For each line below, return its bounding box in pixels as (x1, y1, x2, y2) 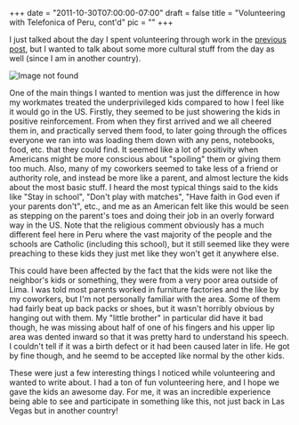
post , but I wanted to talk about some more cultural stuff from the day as (9, 44, 275, 54)
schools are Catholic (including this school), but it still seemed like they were (9, 239, 290, 249)
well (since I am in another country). (9, 53, 141, 63)
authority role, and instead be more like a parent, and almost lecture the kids (9, 172, 289, 183)
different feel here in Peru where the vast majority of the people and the (9, 229, 272, 239)
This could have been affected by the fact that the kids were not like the (9, 266, 273, 276)
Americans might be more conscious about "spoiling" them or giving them (9, 154, 281, 164)
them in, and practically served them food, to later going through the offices (9, 125, 287, 136)
